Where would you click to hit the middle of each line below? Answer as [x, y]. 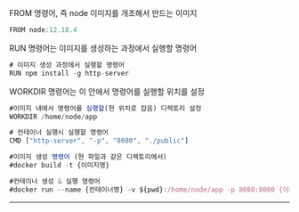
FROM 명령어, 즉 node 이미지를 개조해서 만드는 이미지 [103, 13]
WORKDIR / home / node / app [53, 117]
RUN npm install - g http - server [69, 73]
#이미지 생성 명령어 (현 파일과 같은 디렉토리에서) [88, 157]
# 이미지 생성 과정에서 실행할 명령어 [67, 65]
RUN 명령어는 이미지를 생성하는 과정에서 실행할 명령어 [103, 48]
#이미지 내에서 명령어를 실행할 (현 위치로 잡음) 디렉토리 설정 [105, 108]
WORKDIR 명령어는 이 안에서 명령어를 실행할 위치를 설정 [107, 91]
